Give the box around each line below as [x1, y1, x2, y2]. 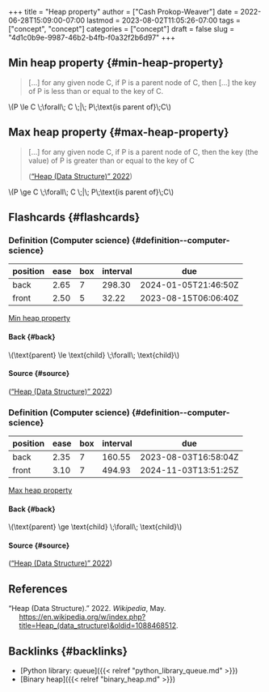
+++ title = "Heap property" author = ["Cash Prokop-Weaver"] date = [8, 7, 239, 16]
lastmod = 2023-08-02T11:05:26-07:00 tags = [86, 15, 241, 25]
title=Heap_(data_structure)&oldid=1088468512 [19, 621, 177, 630]
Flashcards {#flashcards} [8, 211, 140, 224]
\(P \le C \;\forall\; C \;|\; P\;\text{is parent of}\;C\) [8, 101, 172, 112]
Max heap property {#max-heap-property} [8, 126, 229, 139]
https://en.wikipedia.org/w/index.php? [19, 612, 146, 622]
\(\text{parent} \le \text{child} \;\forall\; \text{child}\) [8, 350, 180, 360]
